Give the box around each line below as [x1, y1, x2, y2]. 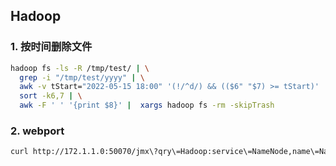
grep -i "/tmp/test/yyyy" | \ [19, 72, 145, 83]
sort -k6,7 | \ [19, 91, 83, 101]
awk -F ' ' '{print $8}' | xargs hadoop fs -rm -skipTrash [19, 100, 275, 111]
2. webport [10, 124, 65, 138]
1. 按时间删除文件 [10, 40, 93, 54]
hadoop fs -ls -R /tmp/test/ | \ [10, 63, 150, 73]
